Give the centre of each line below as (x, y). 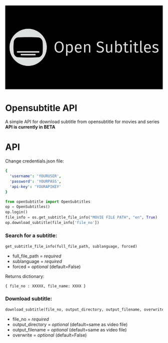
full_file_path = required (37, 256)
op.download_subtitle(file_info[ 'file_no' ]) (52, 223)
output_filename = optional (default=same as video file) (69, 330)
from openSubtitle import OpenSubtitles (48, 201)
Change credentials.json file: (34, 161)
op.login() (16, 212)
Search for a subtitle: (31, 235)
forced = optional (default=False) (46, 267)
